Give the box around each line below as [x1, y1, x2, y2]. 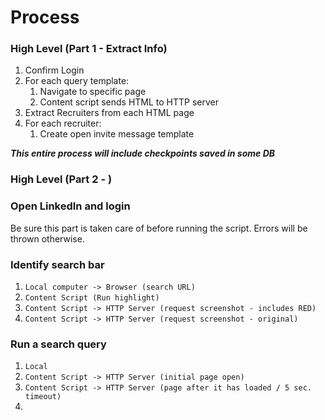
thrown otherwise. [10, 232, 85, 245]
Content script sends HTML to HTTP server [39, 96, 220, 108]
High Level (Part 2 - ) [10, 172, 113, 186]
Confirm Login [24, 64, 85, 76]
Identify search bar [10, 257, 105, 271]
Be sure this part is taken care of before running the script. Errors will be [10, 222, 308, 234]
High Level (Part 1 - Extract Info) [10, 42, 168, 56]
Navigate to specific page [39, 86, 147, 98]
